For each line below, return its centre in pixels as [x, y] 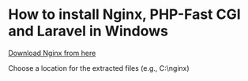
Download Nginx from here [52, 53]
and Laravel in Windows [88, 31]
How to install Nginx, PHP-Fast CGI [124, 15]
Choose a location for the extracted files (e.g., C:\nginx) [99, 68]
